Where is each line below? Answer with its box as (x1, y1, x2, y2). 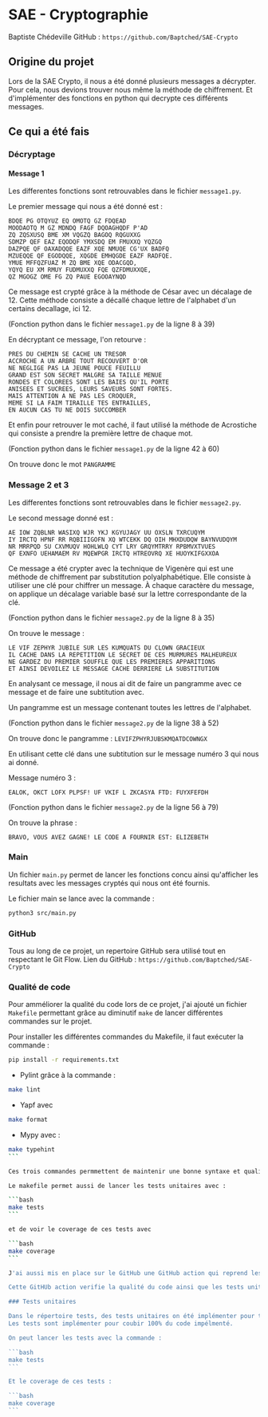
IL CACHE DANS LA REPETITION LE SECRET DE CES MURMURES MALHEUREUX (8, 650, 238, 659)
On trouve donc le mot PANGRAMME (8, 460, 116, 469)
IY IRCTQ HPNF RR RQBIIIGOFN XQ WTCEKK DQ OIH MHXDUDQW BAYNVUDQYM (8, 535, 238, 543)
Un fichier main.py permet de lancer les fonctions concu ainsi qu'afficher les (8, 870, 259, 879)
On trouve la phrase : (8, 818, 77, 827)
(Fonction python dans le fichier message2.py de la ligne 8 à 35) (8, 613, 215, 622)
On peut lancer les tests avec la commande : (8, 1334, 162, 1342)
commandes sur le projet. (8, 1016, 93, 1026)
